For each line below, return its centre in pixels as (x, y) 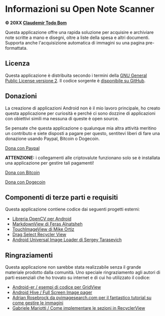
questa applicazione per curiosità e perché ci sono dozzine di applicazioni (80, 113)
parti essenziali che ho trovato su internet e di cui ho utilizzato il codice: (78, 278)
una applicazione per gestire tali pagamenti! (50, 163)
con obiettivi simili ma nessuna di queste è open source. (62, 118)
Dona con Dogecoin (25, 182)
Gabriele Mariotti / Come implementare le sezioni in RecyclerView (79, 308)
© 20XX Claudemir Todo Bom (36, 23)
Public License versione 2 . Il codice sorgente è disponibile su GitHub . (75, 80)
